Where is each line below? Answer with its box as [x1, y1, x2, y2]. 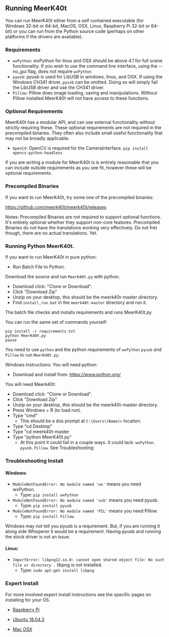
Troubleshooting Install [5, 457, 64, 464]
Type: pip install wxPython [20, 492, 79, 498]
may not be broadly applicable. [5, 135, 70, 141]
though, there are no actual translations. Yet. [5, 230, 97, 236]
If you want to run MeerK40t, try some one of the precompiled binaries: [5, 194, 154, 200]
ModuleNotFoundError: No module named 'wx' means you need [12, 481, 141, 487]
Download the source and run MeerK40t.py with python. [5, 274, 120, 279]
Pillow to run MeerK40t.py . [5, 352, 60, 358]
